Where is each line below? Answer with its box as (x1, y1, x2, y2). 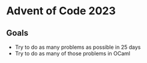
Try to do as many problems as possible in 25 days (14, 43, 141, 51)
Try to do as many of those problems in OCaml (14, 50, 131, 57)
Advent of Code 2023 (6, 4, 116, 18)
